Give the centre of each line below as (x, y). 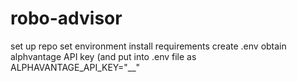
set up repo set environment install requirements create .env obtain (148, 46)
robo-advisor (66, 18)
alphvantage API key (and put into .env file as (103, 56)
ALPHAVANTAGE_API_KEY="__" (75, 67)
